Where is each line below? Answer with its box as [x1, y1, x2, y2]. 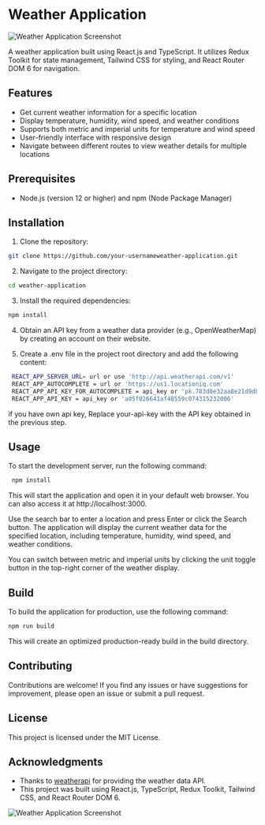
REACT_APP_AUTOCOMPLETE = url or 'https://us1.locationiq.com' [11, 380, 224, 388]
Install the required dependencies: [19, 296, 132, 305]
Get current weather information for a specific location [19, 107, 197, 117]
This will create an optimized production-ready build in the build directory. [8, 636, 249, 646]
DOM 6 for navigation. [8, 63, 80, 73]
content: [19, 357, 47, 367]
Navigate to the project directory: [19, 267, 128, 276]
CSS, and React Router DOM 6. [19, 793, 121, 802]
